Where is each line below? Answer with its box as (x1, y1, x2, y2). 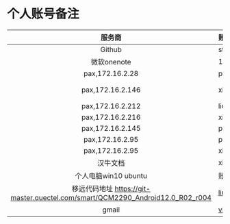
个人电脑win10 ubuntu (75, 171, 147, 180)
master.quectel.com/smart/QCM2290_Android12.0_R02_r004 (10, 192, 212, 202)
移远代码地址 (71, 184, 113, 193)
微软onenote (90, 57, 131, 66)
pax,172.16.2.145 (81, 123, 141, 133)
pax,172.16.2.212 (81, 101, 141, 110)
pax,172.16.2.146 (81, 85, 141, 95)
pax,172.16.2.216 (81, 112, 141, 122)
